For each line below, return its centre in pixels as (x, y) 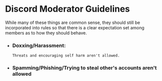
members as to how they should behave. (46, 33)
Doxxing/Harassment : (39, 45)
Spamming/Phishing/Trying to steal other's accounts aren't (84, 68)
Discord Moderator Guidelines (68, 9)
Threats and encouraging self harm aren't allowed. (66, 56)
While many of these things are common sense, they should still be (73, 22)
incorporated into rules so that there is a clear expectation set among (75, 27)
